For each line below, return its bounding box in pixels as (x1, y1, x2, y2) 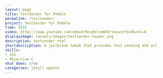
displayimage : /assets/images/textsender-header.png (5, 34, 114, 39)
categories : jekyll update (5, 66, 60, 71)
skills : (5, 47, 21, 52)
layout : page (5, 7, 32, 12)
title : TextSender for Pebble (5, 12, 66, 16)
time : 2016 (5, 25, 27, 30)
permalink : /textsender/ (5, 16, 55, 21)
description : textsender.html (5, 39, 66, 44)
